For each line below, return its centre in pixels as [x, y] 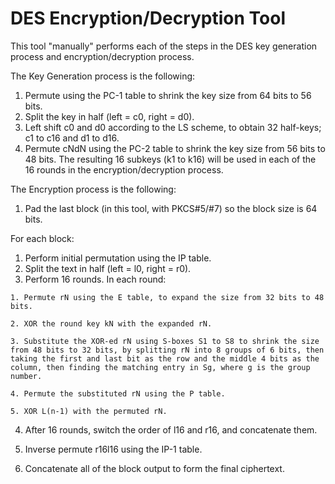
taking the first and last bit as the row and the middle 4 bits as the [165, 358]
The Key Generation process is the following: [103, 76]
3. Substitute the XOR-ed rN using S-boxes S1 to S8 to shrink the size [165, 341]
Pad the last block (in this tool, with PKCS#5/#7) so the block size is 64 [171, 208]
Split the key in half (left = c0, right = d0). [109, 116]
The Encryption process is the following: [93, 189]
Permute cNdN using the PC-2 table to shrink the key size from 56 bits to [175, 148]
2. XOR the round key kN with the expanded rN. [111, 323]
